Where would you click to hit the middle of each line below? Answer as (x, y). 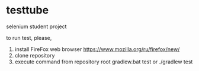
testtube (28, 10)
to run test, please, (29, 38)
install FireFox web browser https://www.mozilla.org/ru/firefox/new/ (97, 49)
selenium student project (36, 26)
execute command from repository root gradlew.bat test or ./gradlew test (104, 62)
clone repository (35, 55)
